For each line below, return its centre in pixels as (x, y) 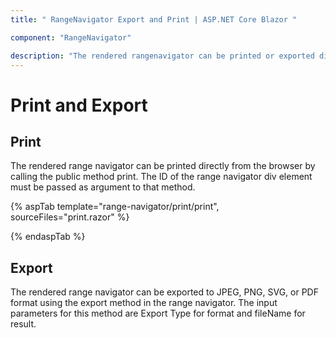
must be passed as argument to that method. (103, 187)
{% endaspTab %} (48, 237)
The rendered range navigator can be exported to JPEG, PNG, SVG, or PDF (164, 292)
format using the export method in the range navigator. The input (144, 303)
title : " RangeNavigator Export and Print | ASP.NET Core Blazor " (154, 19)
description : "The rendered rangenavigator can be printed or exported (162, 56)
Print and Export (79, 105)
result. (23, 324)
